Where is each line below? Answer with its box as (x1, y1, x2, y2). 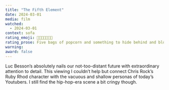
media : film (5, 16, 30, 21)
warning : (5, 44, 24, 49)
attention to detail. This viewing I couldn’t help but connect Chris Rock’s (5, 68, 154, 74)
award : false (5, 49, 33, 54)
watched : (5, 21, 24, 26)
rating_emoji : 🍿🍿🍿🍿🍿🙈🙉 (5, 35, 53, 40)
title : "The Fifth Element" (5, 7, 64, 12)
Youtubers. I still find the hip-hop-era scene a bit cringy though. (5, 78, 137, 85)
